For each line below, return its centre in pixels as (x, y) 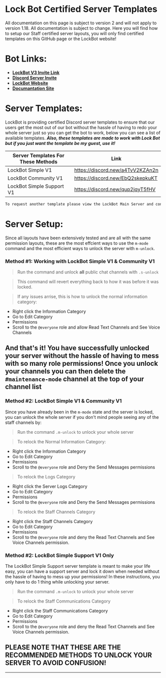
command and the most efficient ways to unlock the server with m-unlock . (80, 248)
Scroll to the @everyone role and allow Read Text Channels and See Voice (86, 327)
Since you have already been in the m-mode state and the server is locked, (80, 412)
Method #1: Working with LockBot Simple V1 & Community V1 (80, 261)
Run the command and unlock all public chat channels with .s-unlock (88, 272)
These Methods (39, 161)
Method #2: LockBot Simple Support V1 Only (60, 555)
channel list (23, 387)
